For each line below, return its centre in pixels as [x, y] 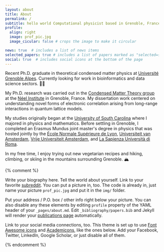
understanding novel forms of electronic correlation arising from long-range [81, 104]
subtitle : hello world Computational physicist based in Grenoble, [75, 23]
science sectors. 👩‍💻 [25, 84]
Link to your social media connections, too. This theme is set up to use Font [81, 225]
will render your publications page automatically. [54, 215]
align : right [23, 32]
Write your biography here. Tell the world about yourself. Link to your [74, 180]
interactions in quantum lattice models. [44, 109]
